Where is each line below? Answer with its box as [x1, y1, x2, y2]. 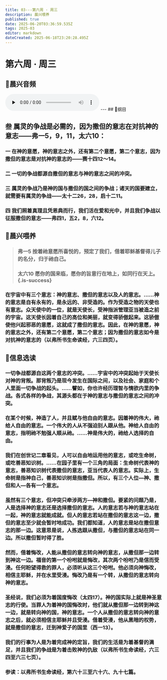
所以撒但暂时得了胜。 [15, 534, 67, 541]
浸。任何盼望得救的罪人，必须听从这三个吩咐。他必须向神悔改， [5, 564, 159, 571]
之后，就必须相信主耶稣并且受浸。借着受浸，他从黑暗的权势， [10, 617, 159, 624]
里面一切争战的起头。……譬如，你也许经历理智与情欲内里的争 [10, 385, 159, 392]
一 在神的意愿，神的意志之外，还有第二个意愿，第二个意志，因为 [5, 148, 160, 155]
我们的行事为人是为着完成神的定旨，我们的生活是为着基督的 [5, 638, 149, 645]
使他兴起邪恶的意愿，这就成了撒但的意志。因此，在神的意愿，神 [5, 322, 159, 329]
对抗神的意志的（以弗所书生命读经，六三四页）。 [5, 337, 121, 344]
